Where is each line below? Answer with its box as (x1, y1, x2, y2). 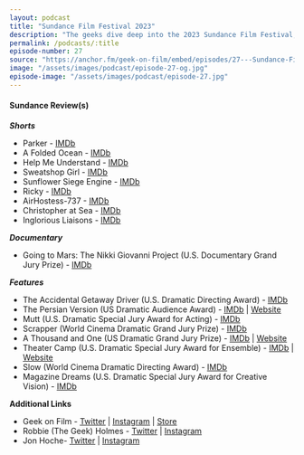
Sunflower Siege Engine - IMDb (22, 175, 140, 186)
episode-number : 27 (9, 47, 83, 56)
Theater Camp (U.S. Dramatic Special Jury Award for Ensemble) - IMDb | (22, 342, 294, 353)
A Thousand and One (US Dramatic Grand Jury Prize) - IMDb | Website (22, 332, 288, 344)
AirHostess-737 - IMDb (22, 195, 109, 206)
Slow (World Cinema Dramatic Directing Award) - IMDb (22, 361, 228, 372)
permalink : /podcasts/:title (9, 38, 119, 48)
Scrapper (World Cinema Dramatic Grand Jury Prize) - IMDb (22, 323, 247, 334)
